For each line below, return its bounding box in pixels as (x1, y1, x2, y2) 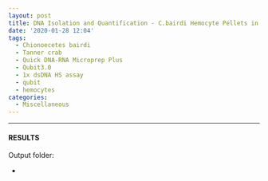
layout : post (8, 11, 52, 20)
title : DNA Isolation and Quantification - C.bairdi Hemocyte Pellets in (8, 19, 259, 27)
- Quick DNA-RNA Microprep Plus (15, 57, 124, 65)
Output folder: (8, 151, 54, 160)
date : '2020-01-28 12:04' (8, 26, 94, 34)
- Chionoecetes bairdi (15, 41, 91, 49)
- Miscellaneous (15, 100, 69, 108)
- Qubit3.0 (15, 64, 52, 72)
